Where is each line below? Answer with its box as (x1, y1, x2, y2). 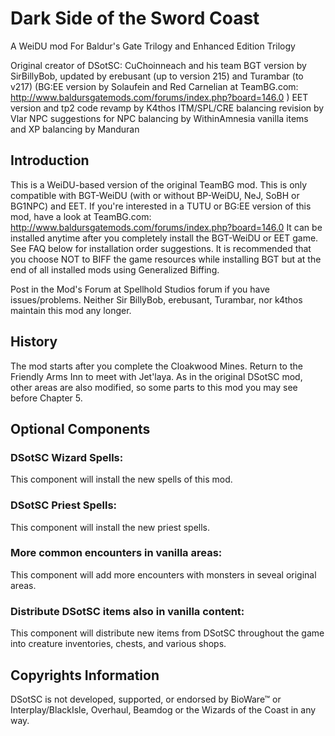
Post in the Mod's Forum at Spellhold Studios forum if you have (10, 283, 271, 295)
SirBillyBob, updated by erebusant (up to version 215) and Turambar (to (10, 70, 304, 82)
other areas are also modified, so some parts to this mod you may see (10, 381, 298, 393)
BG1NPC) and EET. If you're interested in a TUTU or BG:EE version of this (10, 200, 312, 212)
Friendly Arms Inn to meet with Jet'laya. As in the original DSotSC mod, (10, 370, 303, 382)
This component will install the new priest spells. (10, 521, 211, 533)
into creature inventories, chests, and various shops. (10, 638, 227, 650)
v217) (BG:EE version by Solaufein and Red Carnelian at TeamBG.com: (10, 80, 299, 92)
